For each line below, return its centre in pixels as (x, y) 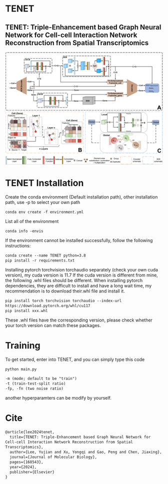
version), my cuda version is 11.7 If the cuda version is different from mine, (82, 275)
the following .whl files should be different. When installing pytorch (74, 280)
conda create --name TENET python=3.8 (45, 255)
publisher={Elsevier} (32, 472)
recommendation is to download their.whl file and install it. (65, 291)
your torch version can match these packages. (53, 325)
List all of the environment (32, 221)
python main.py (21, 369)
